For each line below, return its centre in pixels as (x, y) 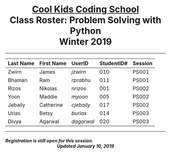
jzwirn (79, 72)
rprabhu (81, 80)
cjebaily (81, 105)
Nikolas (48, 88)
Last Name (21, 63)
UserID (80, 63)
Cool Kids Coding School (85, 9)
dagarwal (83, 121)
